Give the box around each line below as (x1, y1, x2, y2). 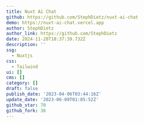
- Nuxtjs (11, 53, 33, 59)
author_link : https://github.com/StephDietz (6, 31, 117, 37)
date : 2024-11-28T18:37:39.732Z (6, 36, 86, 42)
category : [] (6, 80, 38, 86)
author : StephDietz (6, 25, 54, 31)
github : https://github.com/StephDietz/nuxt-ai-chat (6, 14, 139, 20)
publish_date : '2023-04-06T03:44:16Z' (6, 91, 102, 97)
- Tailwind (11, 63, 38, 70)
